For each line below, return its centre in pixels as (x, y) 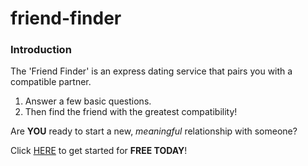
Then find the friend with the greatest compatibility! (131, 112)
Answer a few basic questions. (88, 101)
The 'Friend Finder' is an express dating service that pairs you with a (151, 71)
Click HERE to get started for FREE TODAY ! (99, 151)
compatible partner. (51, 82)
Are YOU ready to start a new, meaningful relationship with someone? (154, 131)
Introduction (41, 50)
